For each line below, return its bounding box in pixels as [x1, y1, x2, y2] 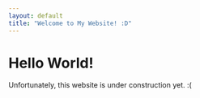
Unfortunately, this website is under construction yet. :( [8, 80, 192, 90]
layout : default [8, 11, 63, 20]
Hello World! [8, 54, 94, 72]
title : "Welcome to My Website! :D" [8, 19, 132, 27]
